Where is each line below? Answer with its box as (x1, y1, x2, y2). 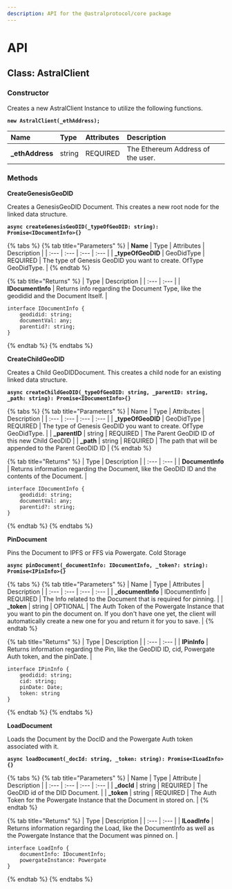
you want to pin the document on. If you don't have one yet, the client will (7, 610, 216, 618)
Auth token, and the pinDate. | (7, 652, 93, 661)
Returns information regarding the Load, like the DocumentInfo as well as (7, 824, 215, 832)
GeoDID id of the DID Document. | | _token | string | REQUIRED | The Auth (7, 788, 217, 796)
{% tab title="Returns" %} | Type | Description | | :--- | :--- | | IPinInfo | (7, 637, 209, 645)
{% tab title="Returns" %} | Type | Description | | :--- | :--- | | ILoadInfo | (7, 816, 214, 825)
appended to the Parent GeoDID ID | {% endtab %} (7, 443, 152, 452)
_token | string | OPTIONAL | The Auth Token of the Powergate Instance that (7, 602, 224, 610)
